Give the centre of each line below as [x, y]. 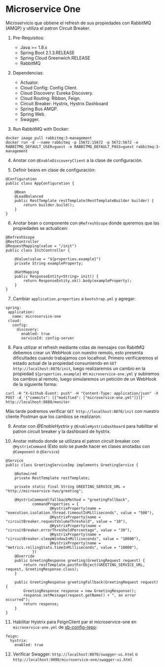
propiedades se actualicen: [40, 228]
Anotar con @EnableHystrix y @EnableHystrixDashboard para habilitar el [85, 426]
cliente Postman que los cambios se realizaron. [54, 416]
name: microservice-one [37, 316]
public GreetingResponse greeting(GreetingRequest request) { [80, 560]
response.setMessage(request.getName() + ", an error [80, 595]
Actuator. [29, 82]
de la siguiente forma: [35, 384]
